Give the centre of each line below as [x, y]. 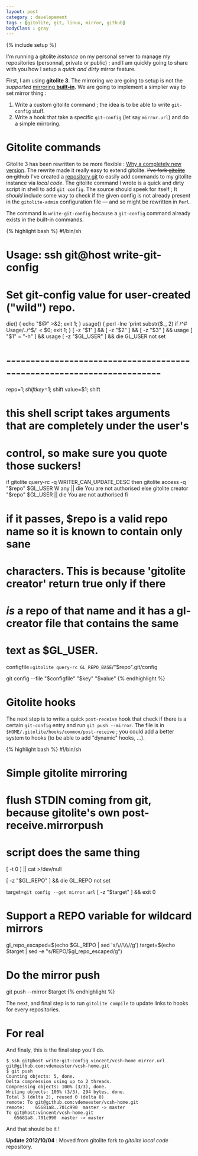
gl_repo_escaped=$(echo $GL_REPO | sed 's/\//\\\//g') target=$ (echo [91, 945]
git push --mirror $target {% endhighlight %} [61, 992]
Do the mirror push [53, 975]
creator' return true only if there [86, 583]
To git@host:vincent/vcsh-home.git [50, 1113]
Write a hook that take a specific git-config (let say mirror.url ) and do [102, 117]
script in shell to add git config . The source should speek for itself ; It [92, 189]
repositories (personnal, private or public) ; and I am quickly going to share [97, 63]
